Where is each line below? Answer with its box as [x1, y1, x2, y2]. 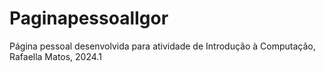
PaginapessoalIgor [9, 7, 169, 30]
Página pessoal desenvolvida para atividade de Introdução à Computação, [9, 40, 316, 52]
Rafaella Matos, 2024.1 [9, 50, 102, 62]
